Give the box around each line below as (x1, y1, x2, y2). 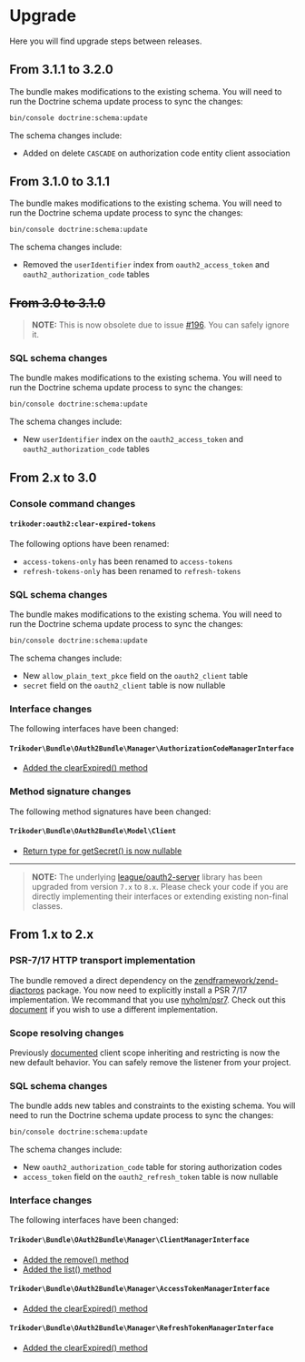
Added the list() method (22, 1264, 112, 1275)
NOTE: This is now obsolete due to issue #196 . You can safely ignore (31, 319, 290, 330)
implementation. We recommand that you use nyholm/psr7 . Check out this (9, 994, 286, 1005)
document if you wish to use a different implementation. (9, 1004, 219, 1014)
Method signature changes (9, 785, 132, 798)
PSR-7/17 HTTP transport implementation (9, 954, 196, 967)
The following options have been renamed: (9, 538, 170, 549)
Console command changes (9, 497, 136, 509)
